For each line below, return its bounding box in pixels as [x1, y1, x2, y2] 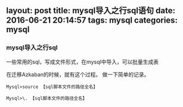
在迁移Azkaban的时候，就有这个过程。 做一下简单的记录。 [6, 71, 150, 78]
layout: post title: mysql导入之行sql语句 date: [6, 5, 176, 16]
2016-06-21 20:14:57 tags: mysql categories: [6, 15, 178, 26]
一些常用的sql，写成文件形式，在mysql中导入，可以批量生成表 [6, 58, 159, 65]
